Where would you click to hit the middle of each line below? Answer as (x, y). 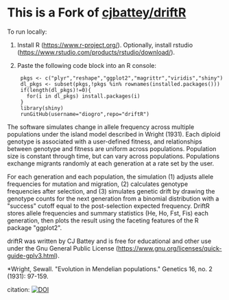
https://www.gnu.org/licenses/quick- (170, 248)
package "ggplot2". (35, 227)
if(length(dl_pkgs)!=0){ (56, 90)
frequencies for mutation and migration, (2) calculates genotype (98, 184)
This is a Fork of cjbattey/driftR (97, 13)
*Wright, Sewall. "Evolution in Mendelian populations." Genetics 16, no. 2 (110, 268)
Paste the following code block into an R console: (86, 65)
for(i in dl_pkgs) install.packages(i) (83, 96)
